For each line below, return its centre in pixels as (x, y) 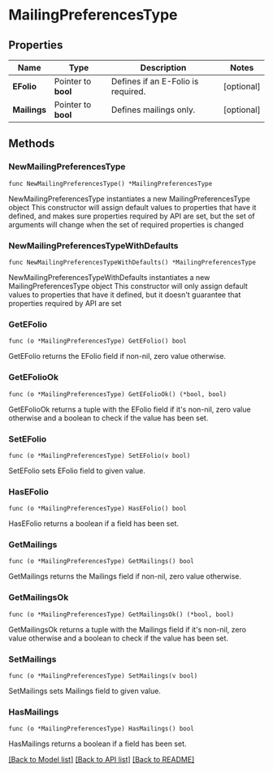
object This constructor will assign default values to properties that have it (132, 207)
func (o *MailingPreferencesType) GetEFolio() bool (97, 341)
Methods (32, 144)
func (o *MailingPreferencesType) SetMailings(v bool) (103, 676)
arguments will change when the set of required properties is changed (126, 224)
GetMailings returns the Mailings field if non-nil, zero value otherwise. (125, 576)
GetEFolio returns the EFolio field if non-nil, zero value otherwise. (117, 356)
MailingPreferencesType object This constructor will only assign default (128, 286)
